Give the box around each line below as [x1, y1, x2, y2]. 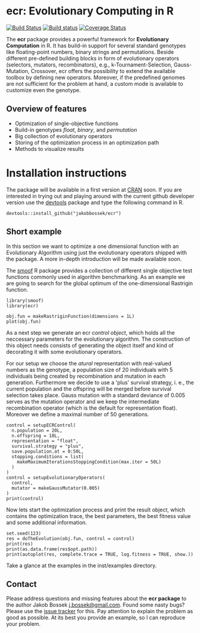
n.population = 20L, [11, 427, 63, 434]
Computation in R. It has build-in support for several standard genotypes [6, 42, 186, 49]
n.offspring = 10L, [11, 432, 60, 438]
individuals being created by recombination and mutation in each [6, 372, 166, 380]
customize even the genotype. [6, 86, 81, 93]
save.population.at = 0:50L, [11, 448, 84, 455]
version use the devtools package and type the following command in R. [6, 199, 184, 206]
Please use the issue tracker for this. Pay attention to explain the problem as [6, 608, 193, 615]
